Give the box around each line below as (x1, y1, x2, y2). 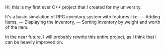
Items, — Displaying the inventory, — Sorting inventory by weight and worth (5, 19, 161, 25)
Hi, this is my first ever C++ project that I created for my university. (5, 4, 142, 10)
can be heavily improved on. (5, 39, 63, 45)
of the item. (5, 24, 29, 30)
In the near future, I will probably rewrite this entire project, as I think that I (5, 34, 157, 40)
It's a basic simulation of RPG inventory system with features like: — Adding (5, 14, 161, 19)
